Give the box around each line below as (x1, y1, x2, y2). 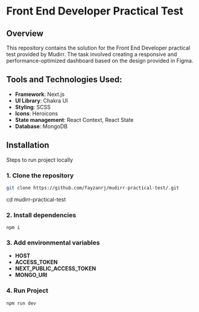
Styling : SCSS (14, 103, 51, 110)
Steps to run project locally (6, 156, 74, 164)
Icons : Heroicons (14, 110, 58, 117)
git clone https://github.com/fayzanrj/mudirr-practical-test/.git (6, 185, 180, 191)
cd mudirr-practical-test (6, 196, 66, 203)
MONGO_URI (14, 272, 48, 279)
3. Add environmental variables (6, 238, 100, 247)
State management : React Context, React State (14, 116, 134, 123)
